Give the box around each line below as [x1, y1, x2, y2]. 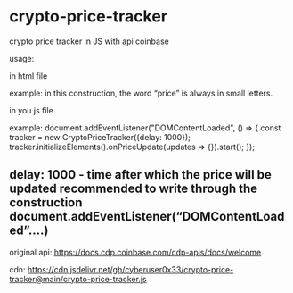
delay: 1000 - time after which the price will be [9, 167, 272, 182]
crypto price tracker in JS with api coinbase [9, 36, 169, 46]
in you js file [9, 105, 53, 115]
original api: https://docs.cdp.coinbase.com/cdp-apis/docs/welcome [9, 247, 262, 257]
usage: [9, 53, 35, 63]
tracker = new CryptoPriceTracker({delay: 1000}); [9, 131, 191, 142]
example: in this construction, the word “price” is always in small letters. [9, 88, 273, 98]
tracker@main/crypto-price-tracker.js [9, 273, 147, 284]
